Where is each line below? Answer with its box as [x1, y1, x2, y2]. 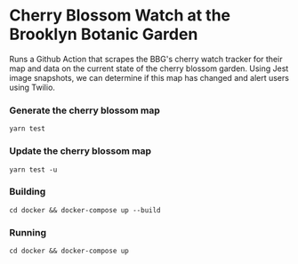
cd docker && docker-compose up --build [9, 205, 162, 214]
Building [9, 186, 46, 198]
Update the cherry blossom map [9, 145, 152, 157]
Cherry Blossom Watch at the [9, 5, 231, 26]
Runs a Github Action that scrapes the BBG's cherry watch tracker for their [9, 53, 283, 64]
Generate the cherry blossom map [9, 104, 160, 116]
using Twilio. [9, 82, 56, 92]
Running [9, 226, 47, 238]
